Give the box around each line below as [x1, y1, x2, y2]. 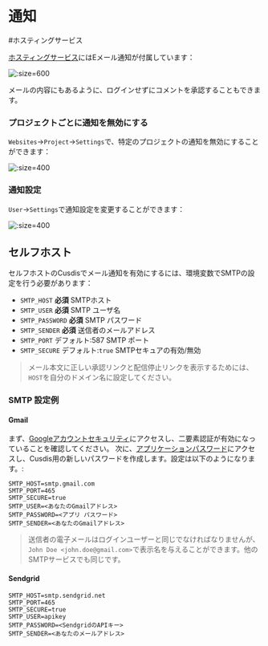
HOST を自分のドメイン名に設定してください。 [27, 372, 177, 382]
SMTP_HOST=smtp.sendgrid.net [8, 591, 106, 599]
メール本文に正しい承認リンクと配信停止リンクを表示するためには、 [27, 363, 254, 372]
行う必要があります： [22, 278, 93, 288]
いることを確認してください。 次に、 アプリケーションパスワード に [14, 444, 235, 453]
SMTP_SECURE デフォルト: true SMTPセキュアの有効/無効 [19, 346, 201, 356]
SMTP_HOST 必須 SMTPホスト [19, 295, 112, 305]
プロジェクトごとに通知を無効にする [8, 117, 148, 128]
